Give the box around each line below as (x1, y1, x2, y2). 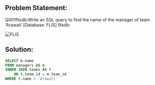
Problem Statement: (5, 4, 67, 12)
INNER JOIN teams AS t (5, 68, 51, 72)
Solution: (5, 46, 33, 54)
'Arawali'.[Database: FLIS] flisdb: (5, 22, 71, 28)
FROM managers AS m (5, 63, 45, 68)
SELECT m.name (5, 58, 34, 63)
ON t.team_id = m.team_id (14, 72, 67, 77)
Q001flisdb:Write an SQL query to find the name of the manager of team (5, 17, 150, 22)
